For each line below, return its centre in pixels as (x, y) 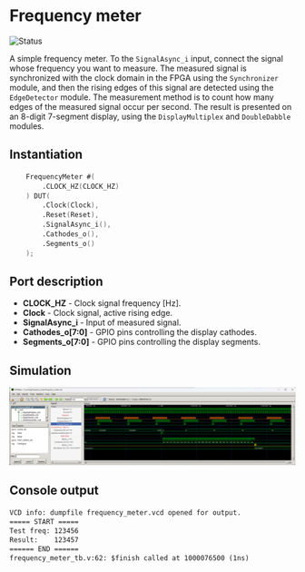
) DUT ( (38, 196)
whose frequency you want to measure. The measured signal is (128, 68)
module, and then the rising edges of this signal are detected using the (142, 87)
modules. (27, 126)
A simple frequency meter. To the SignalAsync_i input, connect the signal (147, 58)
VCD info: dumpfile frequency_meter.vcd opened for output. (126, 513)
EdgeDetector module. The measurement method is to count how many (142, 97)
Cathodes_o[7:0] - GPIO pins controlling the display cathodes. (139, 332)
